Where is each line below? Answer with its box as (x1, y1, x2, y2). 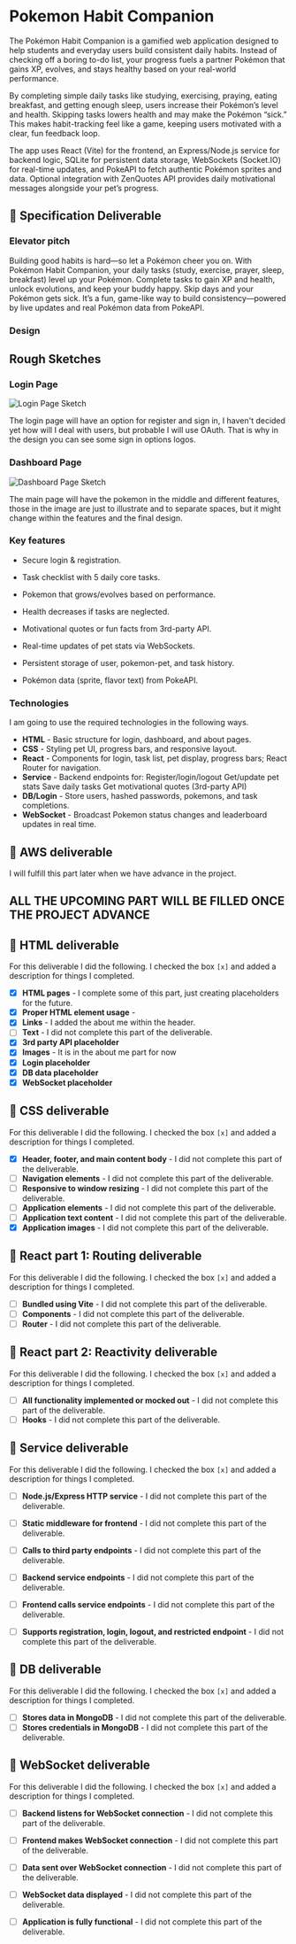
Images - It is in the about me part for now (21, 1047, 177, 1057)
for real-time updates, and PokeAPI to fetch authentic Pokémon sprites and (9, 164, 283, 174)
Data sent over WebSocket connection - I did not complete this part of (21, 1862, 283, 1872)
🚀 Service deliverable (9, 1441, 129, 1456)
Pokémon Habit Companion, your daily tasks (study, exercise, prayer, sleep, (9, 264, 285, 275)
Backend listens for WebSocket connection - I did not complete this (21, 1808, 274, 1818)
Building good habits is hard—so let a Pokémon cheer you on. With (9, 255, 253, 266)
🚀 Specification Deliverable (9, 208, 162, 223)
